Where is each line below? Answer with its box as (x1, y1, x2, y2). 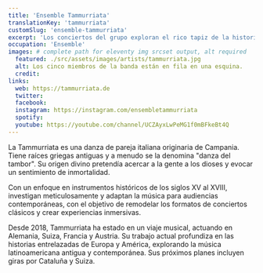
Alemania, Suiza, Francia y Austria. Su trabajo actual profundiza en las (8, 231, 235, 240)
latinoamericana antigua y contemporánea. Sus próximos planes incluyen (8, 248, 245, 257)
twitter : (15, 92, 44, 100)
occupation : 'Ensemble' (8, 41, 86, 49)
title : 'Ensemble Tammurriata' (8, 11, 110, 20)
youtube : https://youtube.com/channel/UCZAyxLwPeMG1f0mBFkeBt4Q (15, 121, 229, 129)
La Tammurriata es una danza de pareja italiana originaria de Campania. (8, 142, 240, 151)
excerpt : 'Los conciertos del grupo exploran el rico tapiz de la (8, 33, 229, 42)
